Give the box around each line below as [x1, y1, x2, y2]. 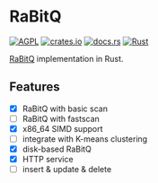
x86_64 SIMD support [22, 123, 103, 134]
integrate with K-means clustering [22, 133, 148, 144]
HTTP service [22, 154, 74, 165]
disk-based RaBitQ [22, 144, 92, 154]
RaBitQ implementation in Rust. [9, 53, 124, 64]
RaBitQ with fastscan [22, 113, 101, 124]
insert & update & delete [22, 164, 112, 175]
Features [9, 79, 60, 95]
